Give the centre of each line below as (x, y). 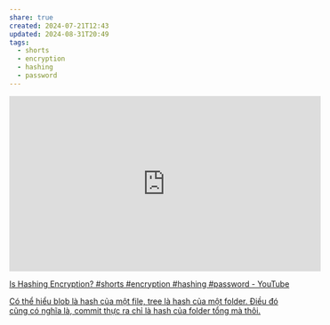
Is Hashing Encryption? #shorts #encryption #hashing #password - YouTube (149, 284)
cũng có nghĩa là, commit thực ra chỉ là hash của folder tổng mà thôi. (135, 310)
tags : (19, 42)
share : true (31, 17)
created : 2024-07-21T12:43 (59, 26)
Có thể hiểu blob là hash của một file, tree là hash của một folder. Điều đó (144, 301)
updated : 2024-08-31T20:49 (59, 34)
